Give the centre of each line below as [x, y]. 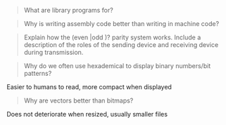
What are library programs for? [68, 10]
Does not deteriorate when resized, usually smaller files [87, 114]
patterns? [38, 73]
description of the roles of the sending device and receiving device [121, 45]
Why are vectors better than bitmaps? [79, 100]
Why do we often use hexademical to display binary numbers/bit [117, 66]
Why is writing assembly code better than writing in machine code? [121, 24]
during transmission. [54, 52]
